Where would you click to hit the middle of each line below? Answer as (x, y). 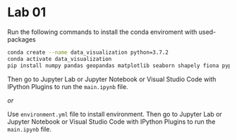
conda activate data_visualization (60, 59)
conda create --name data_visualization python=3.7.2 (88, 52)
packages (22, 39)
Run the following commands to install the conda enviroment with (102, 32)
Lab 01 (27, 12)
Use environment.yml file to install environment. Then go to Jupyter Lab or (115, 114)
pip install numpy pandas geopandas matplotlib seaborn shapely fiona (113, 65)
